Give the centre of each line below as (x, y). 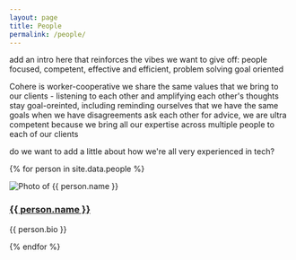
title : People (36, 26)
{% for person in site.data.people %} (77, 169)
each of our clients (44, 134)
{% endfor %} (35, 247)
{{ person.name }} (50, 210)
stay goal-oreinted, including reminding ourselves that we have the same (144, 106)
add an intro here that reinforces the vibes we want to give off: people (138, 60)
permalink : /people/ (48, 34)
